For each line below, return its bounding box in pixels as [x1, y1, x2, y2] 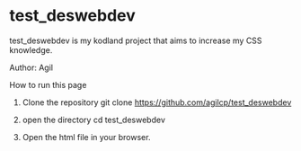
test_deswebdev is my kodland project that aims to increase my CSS [9, 35, 262, 46]
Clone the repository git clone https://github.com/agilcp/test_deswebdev [22, 96, 292, 108]
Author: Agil [9, 62, 54, 73]
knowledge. [9, 44, 53, 55]
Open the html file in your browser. [22, 131, 151, 142]
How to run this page [9, 79, 87, 90]
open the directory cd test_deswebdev [22, 114, 166, 125]
